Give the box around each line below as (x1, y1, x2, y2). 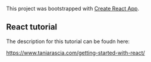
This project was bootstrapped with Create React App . (6, 5, 140, 12)
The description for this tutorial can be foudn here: (6, 38, 130, 45)
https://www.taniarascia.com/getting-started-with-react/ (6, 49, 146, 56)
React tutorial (6, 22, 58, 32)
